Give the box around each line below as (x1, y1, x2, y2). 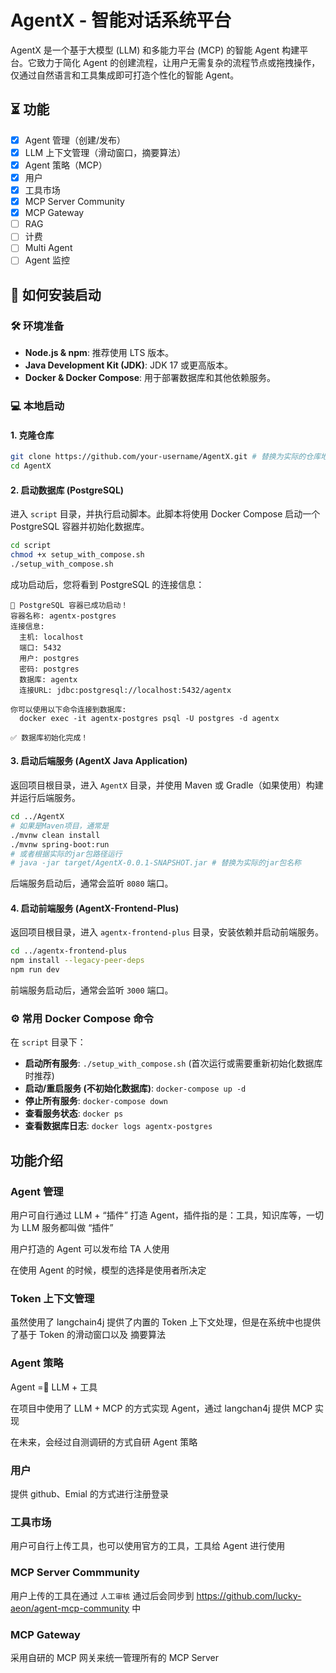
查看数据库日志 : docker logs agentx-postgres (24, 1120, 213, 1132)
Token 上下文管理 (10, 1292, 95, 1306)
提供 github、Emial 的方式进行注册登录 (10, 1487, 169, 1500)
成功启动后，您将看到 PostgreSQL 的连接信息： (10, 578, 205, 590)
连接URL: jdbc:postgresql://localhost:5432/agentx (19, 685, 232, 695)
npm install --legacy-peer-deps (10, 956, 145, 966)
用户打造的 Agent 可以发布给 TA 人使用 (10, 1243, 170, 1255)
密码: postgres (19, 664, 80, 674)
